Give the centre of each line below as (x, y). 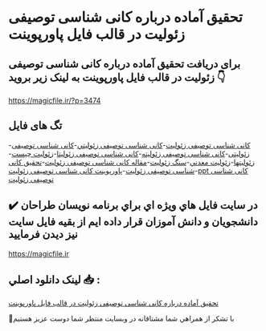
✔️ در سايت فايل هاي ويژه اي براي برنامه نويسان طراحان (133, 206)
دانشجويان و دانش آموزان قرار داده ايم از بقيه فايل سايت (133, 222)
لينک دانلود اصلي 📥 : (54, 280)
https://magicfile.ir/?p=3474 (55, 101)
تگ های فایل (35, 125)
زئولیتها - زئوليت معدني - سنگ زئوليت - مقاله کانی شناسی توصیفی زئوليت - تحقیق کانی (131, 162)
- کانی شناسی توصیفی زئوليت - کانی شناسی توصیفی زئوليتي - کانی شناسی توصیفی (129, 145)
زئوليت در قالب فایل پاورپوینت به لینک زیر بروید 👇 (117, 77)
